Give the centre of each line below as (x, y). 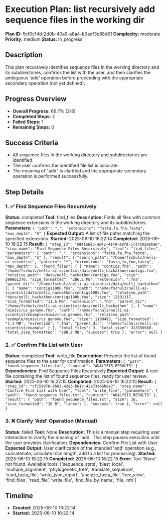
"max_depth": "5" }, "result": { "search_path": (57, 258)
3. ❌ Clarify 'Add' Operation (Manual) (51, 421)
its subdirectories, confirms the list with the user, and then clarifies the (78, 72)
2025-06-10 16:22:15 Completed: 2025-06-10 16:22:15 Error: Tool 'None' (81, 459)
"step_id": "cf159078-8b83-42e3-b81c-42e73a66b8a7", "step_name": (76, 386)
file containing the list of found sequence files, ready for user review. (76, 376)
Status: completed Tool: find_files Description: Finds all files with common (83, 218)
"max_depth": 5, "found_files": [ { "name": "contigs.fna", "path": (78, 267)
